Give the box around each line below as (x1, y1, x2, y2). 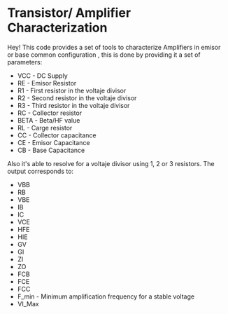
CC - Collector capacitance (17, 131, 97, 139)
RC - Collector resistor (17, 109, 83, 117)
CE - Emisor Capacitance (17, 138, 90, 146)
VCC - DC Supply (17, 71, 68, 80)
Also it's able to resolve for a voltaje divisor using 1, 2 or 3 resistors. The (7, 159, 215, 168)
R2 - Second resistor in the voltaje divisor (17, 93, 137, 102)
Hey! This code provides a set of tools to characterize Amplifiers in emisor (7, 43, 221, 51)
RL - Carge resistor (17, 123, 73, 132)
